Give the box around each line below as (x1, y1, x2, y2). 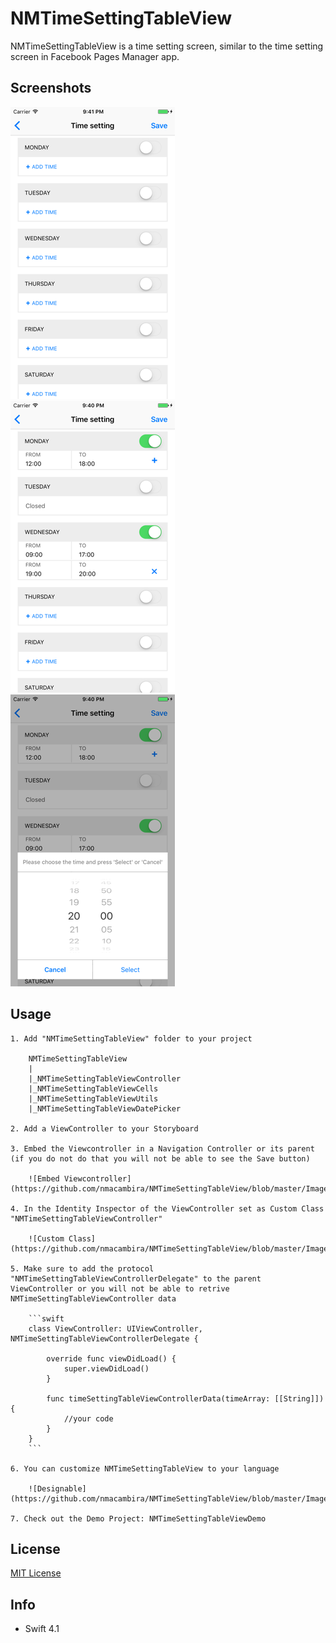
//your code (63, 1413, 114, 1424)
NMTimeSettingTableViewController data (10, 1293, 177, 1304)
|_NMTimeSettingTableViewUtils (28, 1093, 159, 1104)
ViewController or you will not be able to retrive (10, 1283, 230, 1294)
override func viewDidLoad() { (46, 1353, 177, 1364)
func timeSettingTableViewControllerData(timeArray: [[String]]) (46, 1393, 325, 1404)
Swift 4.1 (24, 1623, 60, 1635)
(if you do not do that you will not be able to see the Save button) (10, 1153, 311, 1164)
